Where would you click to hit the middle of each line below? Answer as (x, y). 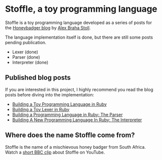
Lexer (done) (25, 52)
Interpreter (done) (30, 62)
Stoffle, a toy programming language (81, 9)
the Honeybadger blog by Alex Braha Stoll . (48, 27)
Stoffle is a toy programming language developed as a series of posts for (79, 23)
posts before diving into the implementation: (50, 94)
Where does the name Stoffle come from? (70, 135)
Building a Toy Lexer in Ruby (41, 109)
